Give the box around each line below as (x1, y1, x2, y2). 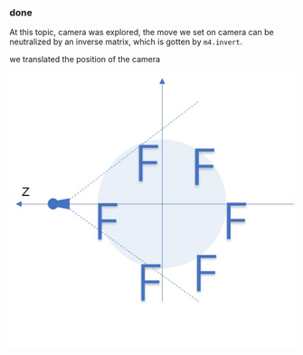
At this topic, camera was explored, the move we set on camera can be (9, 27, 274, 38)
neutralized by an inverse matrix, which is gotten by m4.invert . (9, 36, 242, 47)
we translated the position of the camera (9, 54, 161, 65)
